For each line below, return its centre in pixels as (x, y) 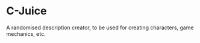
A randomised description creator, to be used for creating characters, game (100, 27)
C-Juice (27, 11)
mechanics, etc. (26, 33)
